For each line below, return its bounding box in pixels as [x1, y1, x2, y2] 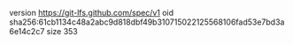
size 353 [46, 26, 78, 36]
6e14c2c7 [9, 26, 45, 36]
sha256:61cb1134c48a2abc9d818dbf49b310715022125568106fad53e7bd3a [9, 17, 285, 27]
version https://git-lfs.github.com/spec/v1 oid [9, 8, 174, 18]
